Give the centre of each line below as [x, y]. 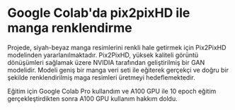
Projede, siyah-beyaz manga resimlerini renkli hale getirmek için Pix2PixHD [117, 47]
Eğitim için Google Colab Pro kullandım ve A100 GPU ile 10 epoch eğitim [112, 91]
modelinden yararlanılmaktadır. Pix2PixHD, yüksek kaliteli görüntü [103, 55]
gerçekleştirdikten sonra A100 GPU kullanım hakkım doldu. [93, 98]
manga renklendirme [70, 28]
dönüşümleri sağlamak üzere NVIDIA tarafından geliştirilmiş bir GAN [106, 62]
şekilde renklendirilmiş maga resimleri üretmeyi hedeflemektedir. [102, 77]
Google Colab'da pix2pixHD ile [99, 13]
